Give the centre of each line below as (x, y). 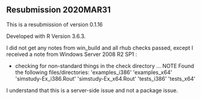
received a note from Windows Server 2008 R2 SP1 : (72, 54)
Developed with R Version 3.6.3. (46, 36)
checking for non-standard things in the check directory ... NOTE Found (104, 66)
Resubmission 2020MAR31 (58, 10)
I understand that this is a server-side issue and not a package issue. (92, 90)
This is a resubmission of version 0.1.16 (54, 24)
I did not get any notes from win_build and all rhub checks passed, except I (100, 48)
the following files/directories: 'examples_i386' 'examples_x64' (94, 72)
